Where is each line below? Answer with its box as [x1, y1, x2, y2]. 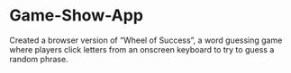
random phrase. [9, 53, 69, 64]
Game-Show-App [9, 5, 144, 26]
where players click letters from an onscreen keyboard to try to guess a [9, 44, 275, 54]
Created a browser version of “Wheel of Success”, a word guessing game [9, 35, 283, 45]
